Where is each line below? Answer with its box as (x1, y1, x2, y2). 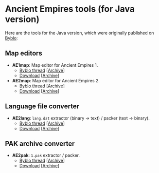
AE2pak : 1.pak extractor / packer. (12, 153, 80, 158)
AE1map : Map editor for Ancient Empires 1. (12, 62, 98, 68)
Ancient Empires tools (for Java (5, 3, 135, 15)
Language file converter (5, 102, 80, 111)
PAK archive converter (5, 139, 75, 148)
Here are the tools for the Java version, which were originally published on (5, 30, 154, 36)
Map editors (5, 49, 43, 58)
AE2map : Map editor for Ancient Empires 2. (12, 77, 100, 83)
